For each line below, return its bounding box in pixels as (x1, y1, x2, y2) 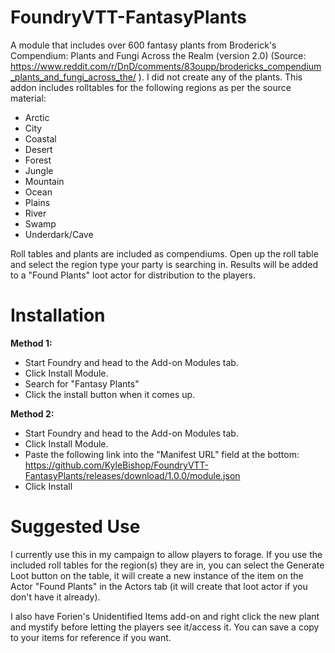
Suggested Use (10, 516, 141, 538)
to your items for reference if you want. (10, 631, 172, 643)
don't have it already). (10, 591, 101, 603)
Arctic (24, 111, 50, 123)
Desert (24, 143, 53, 155)
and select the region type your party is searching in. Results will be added (10, 258, 318, 270)
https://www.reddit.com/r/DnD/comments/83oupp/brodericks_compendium (10, 60, 322, 72)
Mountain (24, 175, 65, 187)
